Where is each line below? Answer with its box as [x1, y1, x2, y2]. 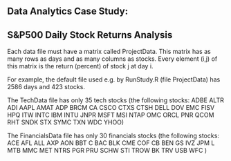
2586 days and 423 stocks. [7, 83, 85, 91]
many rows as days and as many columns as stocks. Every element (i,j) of [7, 55, 218, 63]
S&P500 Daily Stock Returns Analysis [7, 29, 173, 41]
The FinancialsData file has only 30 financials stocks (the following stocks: [7, 131, 220, 140]
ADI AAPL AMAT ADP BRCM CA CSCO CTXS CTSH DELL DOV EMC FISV [7, 104, 215, 112]
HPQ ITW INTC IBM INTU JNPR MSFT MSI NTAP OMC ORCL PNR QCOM [7, 111, 214, 120]
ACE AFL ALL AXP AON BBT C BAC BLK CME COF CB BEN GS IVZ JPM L [7, 139, 215, 147]
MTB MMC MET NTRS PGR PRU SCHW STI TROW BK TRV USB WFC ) [7, 146, 207, 155]
